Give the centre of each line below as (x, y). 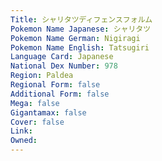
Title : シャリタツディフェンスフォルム (81, 19)
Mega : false (35, 103)
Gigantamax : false (48, 112)
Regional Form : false (55, 85)
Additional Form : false (60, 94)
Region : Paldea (42, 76)
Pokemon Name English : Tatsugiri (80, 47)
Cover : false (37, 122)
